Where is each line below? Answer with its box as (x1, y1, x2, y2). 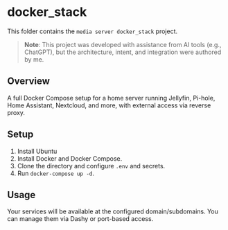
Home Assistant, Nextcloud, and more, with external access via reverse (7, 101, 211, 109)
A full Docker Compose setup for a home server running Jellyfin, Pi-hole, (7, 94, 216, 102)
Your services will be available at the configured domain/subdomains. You (7, 207, 218, 215)
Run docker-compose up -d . (17, 169, 95, 177)
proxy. (7, 108, 26, 116)
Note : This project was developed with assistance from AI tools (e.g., (24, 40, 222, 48)
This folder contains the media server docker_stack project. (7, 27, 178, 35)
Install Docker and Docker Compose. (17, 154, 123, 163)
